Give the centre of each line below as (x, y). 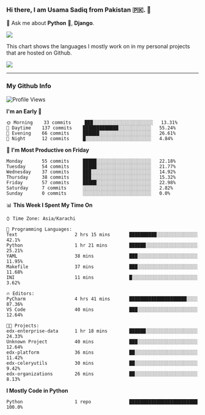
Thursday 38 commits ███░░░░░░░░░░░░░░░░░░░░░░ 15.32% (91, 177)
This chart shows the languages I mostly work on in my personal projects (98, 47)
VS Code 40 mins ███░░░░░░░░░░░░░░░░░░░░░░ (102, 309)
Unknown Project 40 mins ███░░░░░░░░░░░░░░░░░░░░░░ (102, 342)
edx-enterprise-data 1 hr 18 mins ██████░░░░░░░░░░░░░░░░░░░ (102, 331)
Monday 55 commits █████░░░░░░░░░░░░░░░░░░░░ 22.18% (91, 161)
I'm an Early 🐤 (24, 111)
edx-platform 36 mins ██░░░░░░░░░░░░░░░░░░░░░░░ (102, 352)
